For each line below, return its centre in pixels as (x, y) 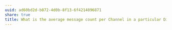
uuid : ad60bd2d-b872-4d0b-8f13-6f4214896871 (53, 10)
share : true (17, 15)
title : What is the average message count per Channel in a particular (83, 19)
